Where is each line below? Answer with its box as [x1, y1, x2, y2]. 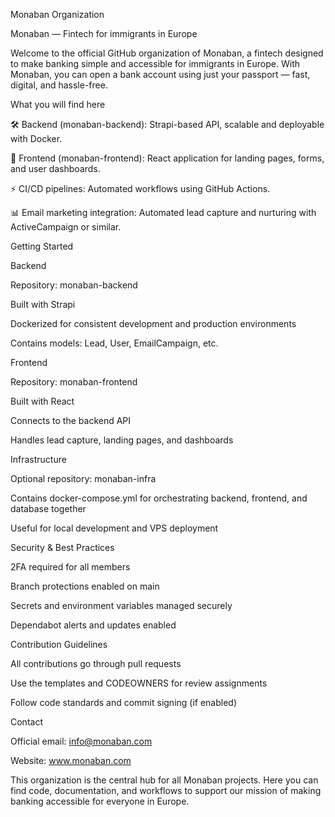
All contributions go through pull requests [10, 658, 182, 669]
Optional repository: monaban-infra [10, 473, 157, 484]
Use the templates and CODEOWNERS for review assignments [10, 677, 268, 689]
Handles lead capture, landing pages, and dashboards [10, 434, 234, 446]
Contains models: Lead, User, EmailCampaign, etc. [10, 337, 219, 349]
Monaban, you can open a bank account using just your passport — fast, [10, 69, 311, 80]
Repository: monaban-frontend [10, 376, 138, 388]
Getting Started [10, 240, 74, 252]
